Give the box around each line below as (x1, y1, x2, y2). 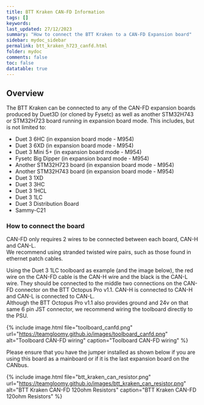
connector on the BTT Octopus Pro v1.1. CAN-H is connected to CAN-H (15, 286, 193, 294)
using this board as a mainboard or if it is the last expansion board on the (6, 355, 189, 362)
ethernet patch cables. (6, 255, 63, 262)
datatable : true (6, 65, 47, 72)
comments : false (6, 54, 47, 60)
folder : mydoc (6, 49, 43, 55)
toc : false (6, 60, 34, 66)
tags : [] (6, 15, 29, 21)
